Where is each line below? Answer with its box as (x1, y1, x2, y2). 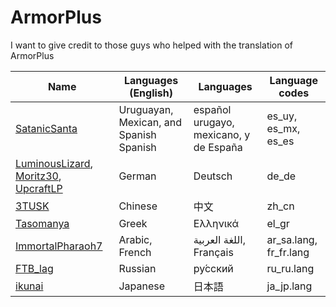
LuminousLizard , (15, 156, 93, 170)
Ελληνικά (193, 216, 240, 230)
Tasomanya (15, 216, 70, 230)
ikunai (15, 279, 44, 293)
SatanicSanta (15, 121, 78, 135)
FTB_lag (15, 261, 54, 275)
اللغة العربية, (193, 232, 247, 246)
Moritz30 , (15, 169, 62, 183)
